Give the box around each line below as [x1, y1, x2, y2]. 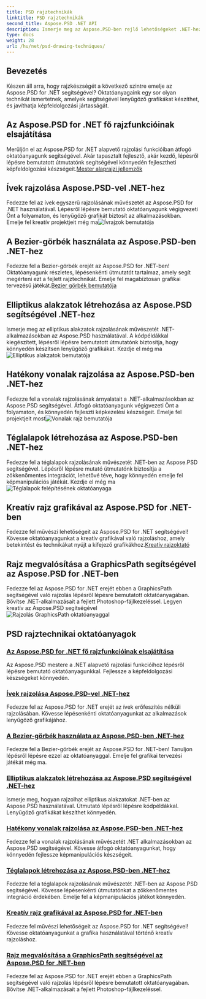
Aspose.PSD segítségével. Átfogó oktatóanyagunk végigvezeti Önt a [6, 401, 179, 409]
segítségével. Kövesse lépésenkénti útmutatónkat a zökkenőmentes [6, 887, 178, 894]
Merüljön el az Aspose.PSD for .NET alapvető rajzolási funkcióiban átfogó [6, 145, 192, 153]
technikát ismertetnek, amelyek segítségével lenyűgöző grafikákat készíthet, [6, 95, 199, 102]
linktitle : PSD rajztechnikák [6, 15, 84, 21]
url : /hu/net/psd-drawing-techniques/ [6, 44, 105, 50]
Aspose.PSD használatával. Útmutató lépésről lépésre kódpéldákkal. [6, 802, 179, 809]
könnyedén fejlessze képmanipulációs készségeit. [6, 851, 133, 858]
